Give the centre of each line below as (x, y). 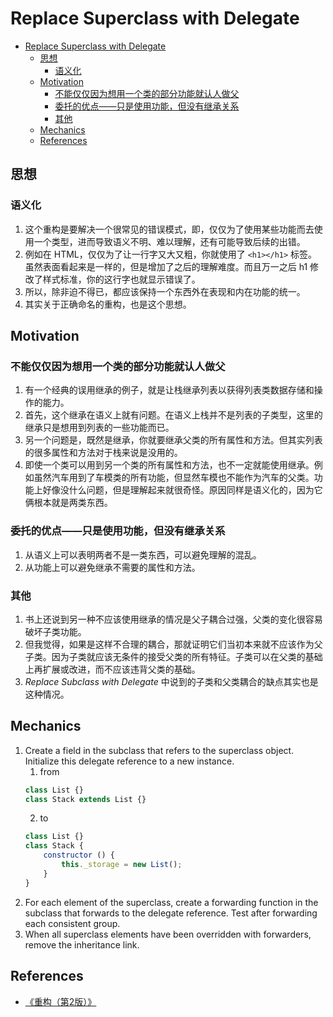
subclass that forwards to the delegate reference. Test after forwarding (171, 913)
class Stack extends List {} (85, 799)
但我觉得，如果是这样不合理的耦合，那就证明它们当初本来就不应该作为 (169, 644)
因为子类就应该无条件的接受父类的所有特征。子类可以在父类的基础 (187, 656)
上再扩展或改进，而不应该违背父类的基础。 (112, 669)
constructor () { (79, 855)
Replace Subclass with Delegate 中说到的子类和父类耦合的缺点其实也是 (171, 681)
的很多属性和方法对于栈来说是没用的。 (103, 453)
